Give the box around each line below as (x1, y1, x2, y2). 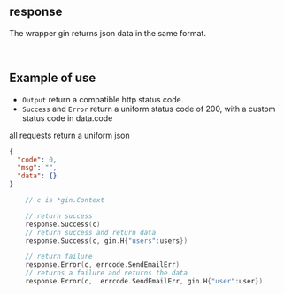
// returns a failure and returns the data (25, 268, 188, 278)
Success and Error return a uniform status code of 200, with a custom (21, 103, 276, 114)
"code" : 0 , (17, 155, 58, 164)
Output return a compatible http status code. (21, 94, 184, 104)
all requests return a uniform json (9, 130, 130, 140)
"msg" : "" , (17, 163, 58, 172)
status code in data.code (21, 112, 113, 124)
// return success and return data (25, 228, 157, 237)
